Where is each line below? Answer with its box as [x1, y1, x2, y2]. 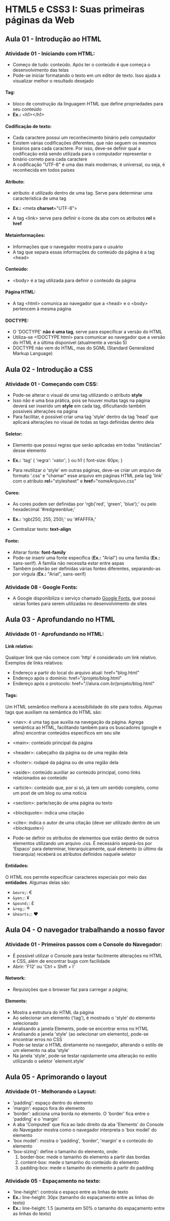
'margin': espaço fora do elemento [12, 1105, 85, 1111]
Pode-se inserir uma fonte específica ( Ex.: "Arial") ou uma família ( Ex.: [12, 554, 161, 561]
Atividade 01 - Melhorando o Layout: [5, 1088, 97, 1095]
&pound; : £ [12, 900, 35, 906]
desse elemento [12, 447, 47, 454]
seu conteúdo [12, 106, 42, 113]
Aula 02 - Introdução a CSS [5, 365, 93, 374]
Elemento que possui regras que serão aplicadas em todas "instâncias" [12, 442, 162, 448]
